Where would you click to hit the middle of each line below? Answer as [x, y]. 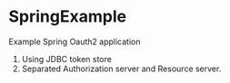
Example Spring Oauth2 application [75, 41]
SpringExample [68, 17]
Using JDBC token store [67, 59]
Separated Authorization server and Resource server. [121, 69]
